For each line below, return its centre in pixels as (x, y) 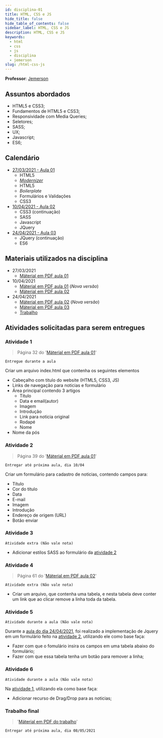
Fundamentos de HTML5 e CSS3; (46, 111)
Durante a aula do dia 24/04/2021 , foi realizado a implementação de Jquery (82, 631)
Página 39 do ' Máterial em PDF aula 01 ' (57, 456)
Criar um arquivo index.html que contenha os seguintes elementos (72, 371)
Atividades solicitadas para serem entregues (75, 328)
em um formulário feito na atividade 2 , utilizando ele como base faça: (75, 637)
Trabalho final (22, 711)
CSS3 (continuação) (40, 212)
